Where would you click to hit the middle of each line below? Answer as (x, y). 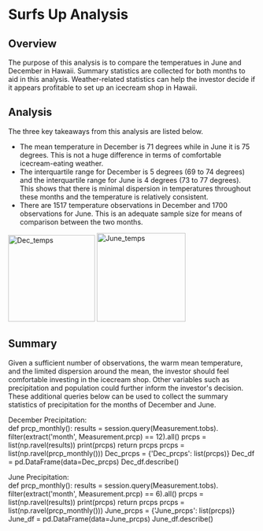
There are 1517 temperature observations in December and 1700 (124, 205)
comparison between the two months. (81, 221)
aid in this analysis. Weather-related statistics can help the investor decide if (132, 79)
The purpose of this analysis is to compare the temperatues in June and (125, 62)
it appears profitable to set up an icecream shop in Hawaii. (103, 87)
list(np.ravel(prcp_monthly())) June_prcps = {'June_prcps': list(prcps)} (122, 511)
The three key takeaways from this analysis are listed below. (106, 131)
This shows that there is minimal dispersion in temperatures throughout (135, 188)
